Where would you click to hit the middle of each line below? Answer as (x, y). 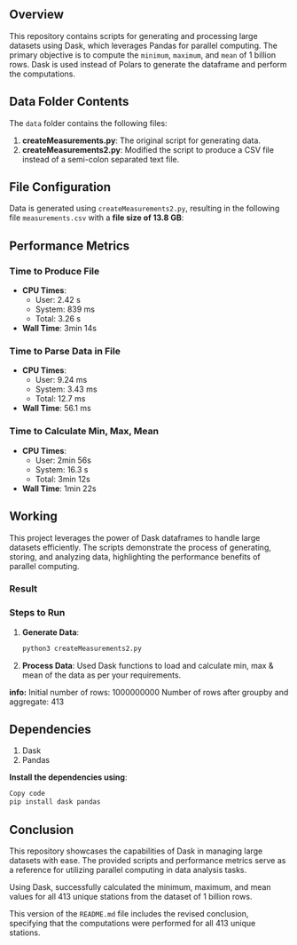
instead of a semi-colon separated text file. (101, 159)
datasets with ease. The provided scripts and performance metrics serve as (148, 860)
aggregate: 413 (37, 702)
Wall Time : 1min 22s (59, 488)
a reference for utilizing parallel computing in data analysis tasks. (128, 870)
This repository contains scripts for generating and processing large (134, 36)
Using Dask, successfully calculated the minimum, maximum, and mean (141, 887)
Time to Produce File (55, 271)
